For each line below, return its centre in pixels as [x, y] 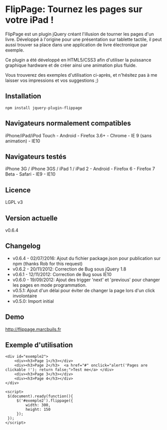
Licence [18, 190]
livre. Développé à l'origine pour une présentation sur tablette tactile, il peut [84, 39]
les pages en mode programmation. [49, 285]
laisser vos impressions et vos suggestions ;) [52, 80]
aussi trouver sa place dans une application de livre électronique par [76, 44]
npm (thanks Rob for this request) [47, 263]
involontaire [25, 296]
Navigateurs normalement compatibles [68, 123]
